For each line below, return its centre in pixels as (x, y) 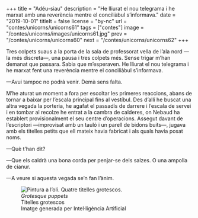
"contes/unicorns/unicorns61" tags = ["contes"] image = (75, 27)
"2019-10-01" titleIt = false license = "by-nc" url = (67, 21)
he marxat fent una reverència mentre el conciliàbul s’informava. (85, 70)
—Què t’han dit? (26, 149)
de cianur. (18, 166)
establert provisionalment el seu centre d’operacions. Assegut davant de (95, 118)
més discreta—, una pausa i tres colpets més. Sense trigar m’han (91, 58)
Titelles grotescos (43, 202)
